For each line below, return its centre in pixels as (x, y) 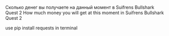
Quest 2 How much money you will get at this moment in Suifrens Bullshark (84, 13)
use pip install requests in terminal (41, 28)
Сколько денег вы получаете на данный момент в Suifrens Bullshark (80, 7)
